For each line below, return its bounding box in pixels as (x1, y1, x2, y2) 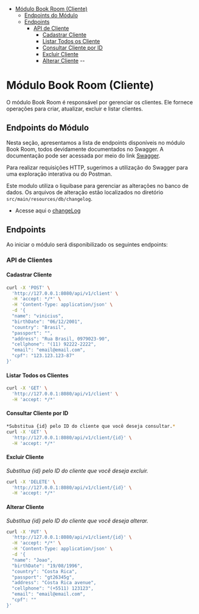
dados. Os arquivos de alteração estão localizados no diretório (6, 189, 164, 196)
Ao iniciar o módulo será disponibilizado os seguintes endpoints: (6, 240, 169, 248)
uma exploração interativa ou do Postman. (6, 170, 113, 178)
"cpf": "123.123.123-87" (12, 353, 75, 359)
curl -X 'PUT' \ (6, 529, 47, 535)
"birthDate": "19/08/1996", (12, 563, 83, 569)
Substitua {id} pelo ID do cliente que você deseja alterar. (6, 517, 148, 524)
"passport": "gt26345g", (12, 574, 75, 580)
